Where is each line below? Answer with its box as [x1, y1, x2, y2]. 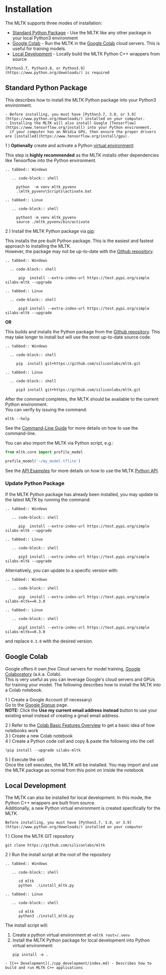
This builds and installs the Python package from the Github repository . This [5, 328, 160, 334]
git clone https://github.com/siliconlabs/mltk [5, 843, 106, 848]
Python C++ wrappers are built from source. [5, 800, 96, 806]
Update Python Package [5, 480, 65, 487]
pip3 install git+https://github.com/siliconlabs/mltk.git [16, 387, 141, 392]
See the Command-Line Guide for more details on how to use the [5, 425, 138, 431]
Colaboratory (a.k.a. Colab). [5, 671, 62, 677]
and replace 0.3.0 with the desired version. [5, 638, 93, 644]
